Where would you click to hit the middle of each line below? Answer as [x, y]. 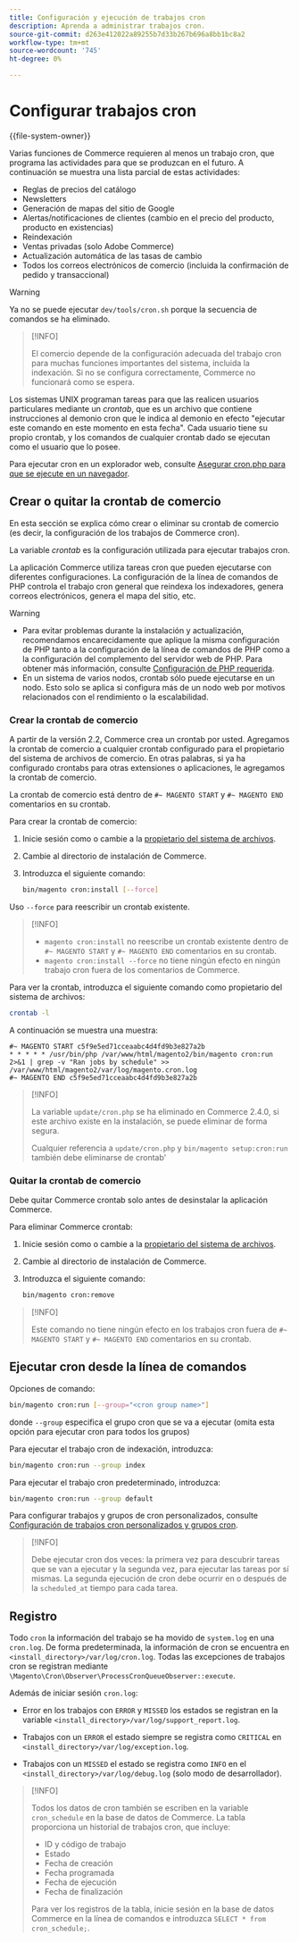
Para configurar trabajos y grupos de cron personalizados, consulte [134, 1516]
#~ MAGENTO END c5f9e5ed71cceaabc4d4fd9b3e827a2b [104, 1077]
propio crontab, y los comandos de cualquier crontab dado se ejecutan [140, 437]
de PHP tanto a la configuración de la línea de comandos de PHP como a [156, 649]
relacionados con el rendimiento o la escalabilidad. [115, 697]
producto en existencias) [68, 227]
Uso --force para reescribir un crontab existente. [100, 907]
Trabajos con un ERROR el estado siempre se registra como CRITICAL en [152, 1737]
